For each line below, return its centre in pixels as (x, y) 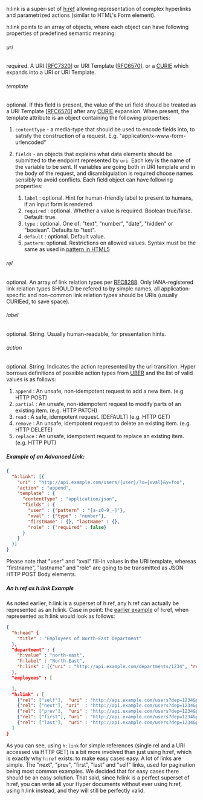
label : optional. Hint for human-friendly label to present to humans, (108, 198)
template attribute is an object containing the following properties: (88, 118)
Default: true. (40, 217)
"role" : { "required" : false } (67, 527)
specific (16, 295)
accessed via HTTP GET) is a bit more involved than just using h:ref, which (99, 752)
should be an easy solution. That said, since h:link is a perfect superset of (98, 778)
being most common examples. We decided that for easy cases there (93, 771)
